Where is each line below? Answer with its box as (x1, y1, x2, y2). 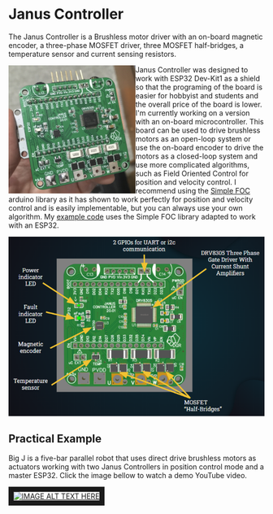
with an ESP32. (8, 220, 59, 230)
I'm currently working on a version (135, 107, 250, 118)
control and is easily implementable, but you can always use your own (8, 203, 244, 212)
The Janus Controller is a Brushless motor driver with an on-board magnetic (8, 32, 263, 41)
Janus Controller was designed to (135, 64, 249, 74)
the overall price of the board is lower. (135, 99, 262, 109)
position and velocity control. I (135, 176, 237, 187)
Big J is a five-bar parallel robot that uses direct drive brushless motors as (8, 453, 257, 464)
